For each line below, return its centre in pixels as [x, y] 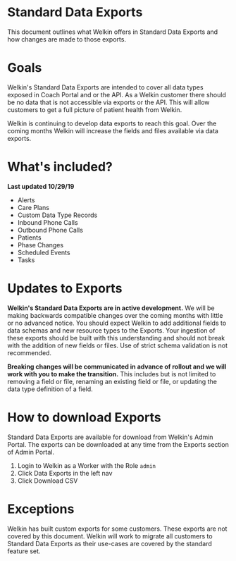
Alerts [26, 200]
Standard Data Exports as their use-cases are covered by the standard [110, 543]
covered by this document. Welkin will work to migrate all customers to [110, 536]
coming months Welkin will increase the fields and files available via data [113, 130]
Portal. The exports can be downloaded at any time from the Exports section [118, 444]
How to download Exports [84, 417]
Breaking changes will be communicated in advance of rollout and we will [117, 366]
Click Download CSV [48, 481]
